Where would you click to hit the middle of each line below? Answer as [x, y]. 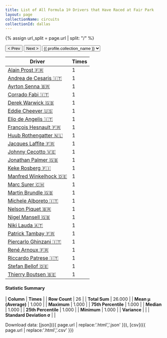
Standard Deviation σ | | [31, 315]
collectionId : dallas [28, 24]
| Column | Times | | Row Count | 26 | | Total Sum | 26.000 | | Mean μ [78, 299]
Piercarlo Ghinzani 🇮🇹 [34, 242]
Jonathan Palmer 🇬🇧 [33, 160]
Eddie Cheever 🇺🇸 [30, 111]
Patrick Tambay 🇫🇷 [31, 233]
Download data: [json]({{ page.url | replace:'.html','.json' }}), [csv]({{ [75, 325]
